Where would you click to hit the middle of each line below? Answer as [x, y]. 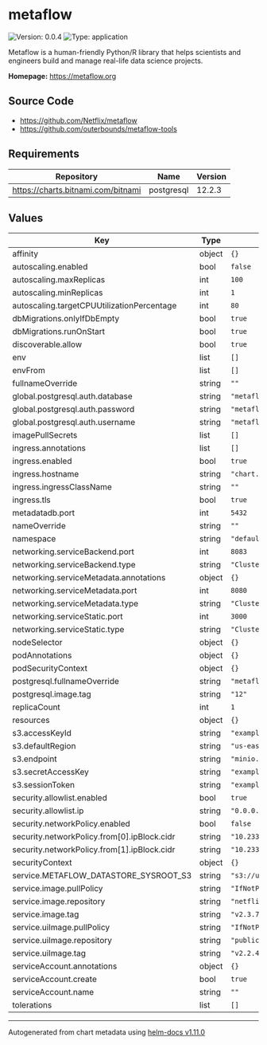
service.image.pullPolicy [58, 889]
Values [26, 218]
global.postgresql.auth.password [74, 410]
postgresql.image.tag [52, 694]
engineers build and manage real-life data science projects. [106, 61]
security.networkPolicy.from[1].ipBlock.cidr [94, 850]
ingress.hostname [46, 474]
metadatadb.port [44, 513]
